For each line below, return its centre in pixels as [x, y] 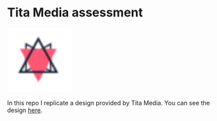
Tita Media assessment [75, 13]
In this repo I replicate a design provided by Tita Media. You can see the [109, 103]
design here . [25, 110]
